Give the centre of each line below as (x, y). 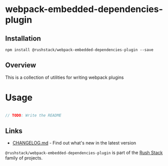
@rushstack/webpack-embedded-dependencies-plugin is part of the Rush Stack (84, 153)
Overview (21, 65)
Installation (23, 38)
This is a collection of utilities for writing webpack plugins (64, 77)
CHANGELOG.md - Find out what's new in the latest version (74, 143)
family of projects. (24, 158)
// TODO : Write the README (33, 115)
